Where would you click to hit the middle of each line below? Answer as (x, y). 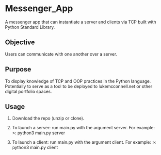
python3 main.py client (35, 147)
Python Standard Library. (30, 27)
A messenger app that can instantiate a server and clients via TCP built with (81, 22)
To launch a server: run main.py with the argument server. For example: (83, 128)
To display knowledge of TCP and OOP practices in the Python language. (78, 81)
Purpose (18, 69)
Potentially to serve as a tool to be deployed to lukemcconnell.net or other (79, 86)
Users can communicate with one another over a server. (61, 54)
